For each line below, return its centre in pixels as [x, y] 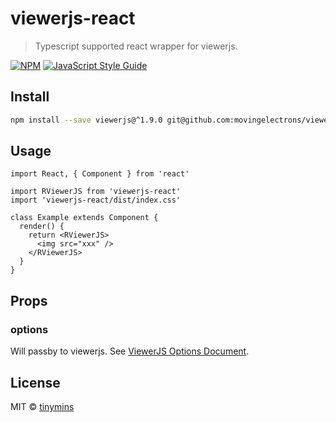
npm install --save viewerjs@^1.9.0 [86, 120]
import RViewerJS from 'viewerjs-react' [96, 192]
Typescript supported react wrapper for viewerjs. [136, 46]
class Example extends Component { [84, 218]
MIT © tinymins [42, 406]
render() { [42, 227]
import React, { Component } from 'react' [100, 174]
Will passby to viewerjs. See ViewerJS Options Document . [130, 351]
